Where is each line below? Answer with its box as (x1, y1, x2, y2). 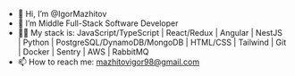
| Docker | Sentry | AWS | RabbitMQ (17, 46, 149, 57)
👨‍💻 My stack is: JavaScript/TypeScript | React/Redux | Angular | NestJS (17, 28, 283, 38)
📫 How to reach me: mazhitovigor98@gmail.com (17, 56, 199, 67)
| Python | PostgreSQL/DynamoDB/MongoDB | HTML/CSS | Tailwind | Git (17, 37, 287, 47)
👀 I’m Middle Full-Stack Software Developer (17, 18, 179, 29)
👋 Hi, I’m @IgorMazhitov (17, 9, 107, 19)
